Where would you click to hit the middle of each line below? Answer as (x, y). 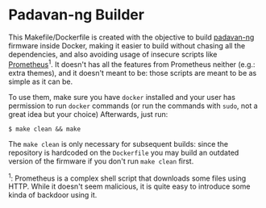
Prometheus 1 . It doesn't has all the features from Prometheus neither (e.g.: (132, 64)
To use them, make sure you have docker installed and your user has (122, 97)
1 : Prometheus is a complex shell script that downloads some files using (127, 177)
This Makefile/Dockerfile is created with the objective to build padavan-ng (131, 37)
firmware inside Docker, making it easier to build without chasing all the (127, 45)
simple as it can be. (41, 81)
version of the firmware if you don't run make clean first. (101, 161)
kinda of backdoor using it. (53, 195)
